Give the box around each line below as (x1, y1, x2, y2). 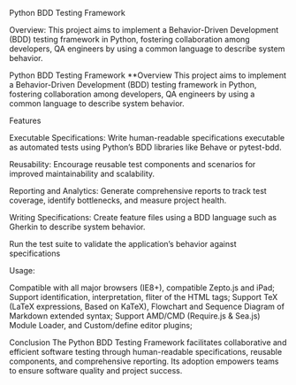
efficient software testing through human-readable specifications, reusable (9, 347, 283, 357)
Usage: (9, 266, 35, 275)
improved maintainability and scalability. (9, 168, 156, 179)
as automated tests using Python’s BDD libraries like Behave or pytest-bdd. (9, 142, 282, 152)
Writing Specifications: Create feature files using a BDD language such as (9, 212, 277, 222)
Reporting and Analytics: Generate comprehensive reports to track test (9, 186, 267, 196)
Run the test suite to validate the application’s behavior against (9, 239, 237, 249)
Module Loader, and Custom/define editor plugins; (9, 320, 193, 330)
